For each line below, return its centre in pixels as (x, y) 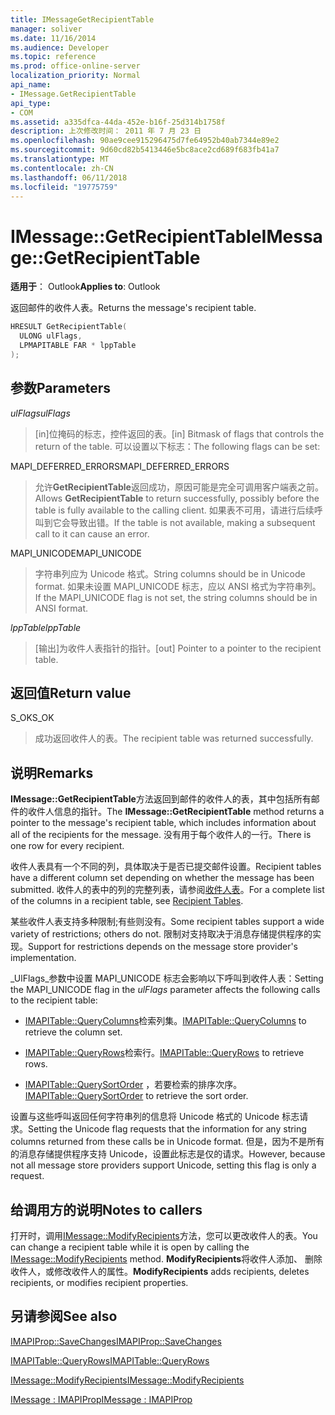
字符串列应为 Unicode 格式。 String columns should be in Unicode (170, 573)
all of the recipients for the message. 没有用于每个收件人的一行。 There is (161, 835)
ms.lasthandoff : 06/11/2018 (69, 177)
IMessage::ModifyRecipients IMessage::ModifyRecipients (127, 1380)
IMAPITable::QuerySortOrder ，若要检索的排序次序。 (133, 1085)
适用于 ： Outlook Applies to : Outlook (85, 287)
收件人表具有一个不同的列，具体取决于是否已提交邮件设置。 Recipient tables (166, 867)
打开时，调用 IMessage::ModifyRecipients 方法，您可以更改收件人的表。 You (164, 1236)
